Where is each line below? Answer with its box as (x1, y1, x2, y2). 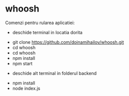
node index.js (12, 85, 40, 91)
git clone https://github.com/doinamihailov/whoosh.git (12, 39, 124, 45)
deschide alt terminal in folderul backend (12, 70, 97, 76)
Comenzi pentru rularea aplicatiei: (5, 20, 75, 26)
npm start (12, 60, 32, 66)
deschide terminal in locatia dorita (12, 29, 82, 35)
